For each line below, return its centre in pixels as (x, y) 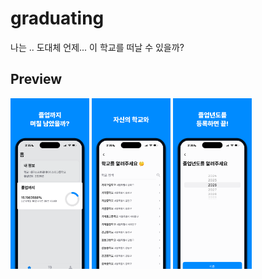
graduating (57, 18)
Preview (36, 79)
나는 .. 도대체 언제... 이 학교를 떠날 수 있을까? (97, 47)
